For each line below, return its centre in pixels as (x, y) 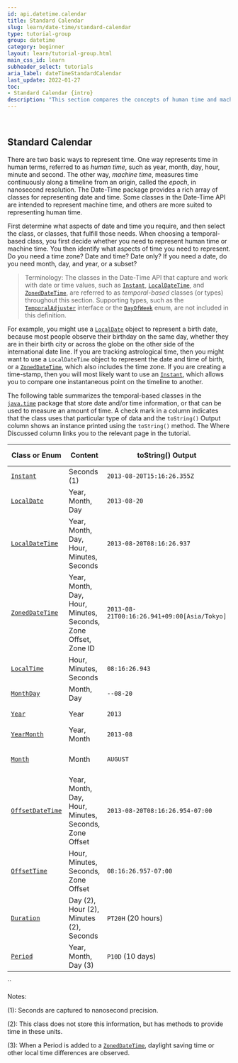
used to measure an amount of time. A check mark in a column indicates (113, 410)
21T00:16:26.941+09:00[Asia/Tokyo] (166, 616)
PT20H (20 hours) (135, 918)
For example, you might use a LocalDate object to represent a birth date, (113, 329)
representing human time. (45, 212)
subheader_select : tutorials (50, 67)
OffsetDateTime (36, 811)
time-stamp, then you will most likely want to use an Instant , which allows (116, 374)
